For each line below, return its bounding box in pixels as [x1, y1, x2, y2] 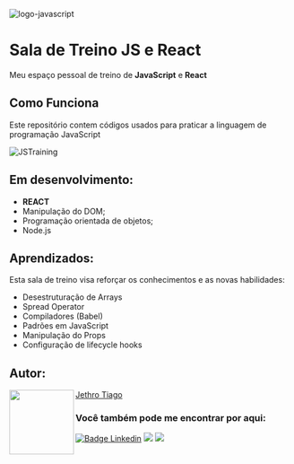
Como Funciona [9, 95, 99, 111]
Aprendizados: [9, 250, 94, 266]
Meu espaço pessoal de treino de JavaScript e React [9, 69, 208, 80]
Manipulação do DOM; [22, 206, 106, 216]
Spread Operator [22, 302, 85, 312]
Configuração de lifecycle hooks [22, 339, 143, 350]
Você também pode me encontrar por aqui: [75, 412, 266, 425]
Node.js [22, 224, 52, 235]
